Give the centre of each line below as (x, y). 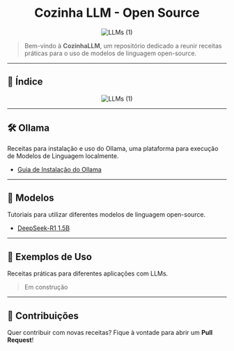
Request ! (21, 340)
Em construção (46, 287)
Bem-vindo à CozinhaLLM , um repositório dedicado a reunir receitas (123, 45)
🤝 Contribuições (43, 316)
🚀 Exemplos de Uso (50, 257)
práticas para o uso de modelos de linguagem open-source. (110, 53)
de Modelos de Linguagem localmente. (63, 156)
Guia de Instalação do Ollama (60, 169)
